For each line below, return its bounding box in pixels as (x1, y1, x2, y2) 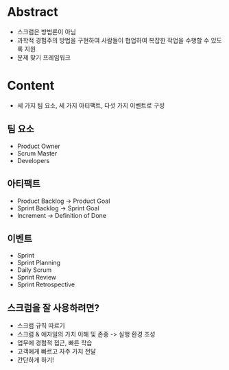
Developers (16, 156, 50, 164)
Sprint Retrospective (16, 280, 75, 288)
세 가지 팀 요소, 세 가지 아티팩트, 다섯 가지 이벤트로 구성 (16, 101, 165, 110)
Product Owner (16, 142, 60, 150)
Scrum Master (16, 149, 58, 158)
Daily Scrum (16, 266, 52, 274)
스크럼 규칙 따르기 (16, 321, 65, 330)
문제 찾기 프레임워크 (16, 53, 71, 62)
